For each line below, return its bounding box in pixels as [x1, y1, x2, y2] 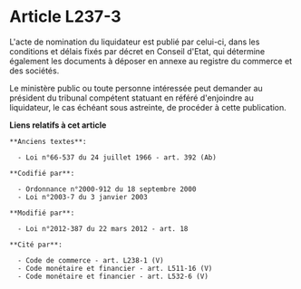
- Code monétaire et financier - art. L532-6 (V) [17, 272, 209, 281]
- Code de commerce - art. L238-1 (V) [17, 255, 165, 265]
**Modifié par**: [9, 208, 75, 217]
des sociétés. [9, 65, 60, 76]
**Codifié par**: [9, 169, 75, 178]
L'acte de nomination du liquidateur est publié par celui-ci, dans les [9, 36, 260, 47]
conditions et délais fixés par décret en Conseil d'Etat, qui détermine [9, 45, 266, 56]
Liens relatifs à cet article [9, 120, 107, 130]
